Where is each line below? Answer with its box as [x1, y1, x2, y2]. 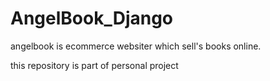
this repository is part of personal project [10, 59, 179, 71]
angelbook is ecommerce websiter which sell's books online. [10, 40, 262, 52]
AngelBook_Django [10, 7, 174, 30]
